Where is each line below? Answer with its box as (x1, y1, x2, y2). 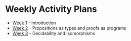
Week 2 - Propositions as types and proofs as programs (12, 25, 127, 31)
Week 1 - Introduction (12, 20, 56, 26)
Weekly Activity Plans (5, 3, 97, 15)
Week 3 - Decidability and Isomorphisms (12, 30, 95, 36)
